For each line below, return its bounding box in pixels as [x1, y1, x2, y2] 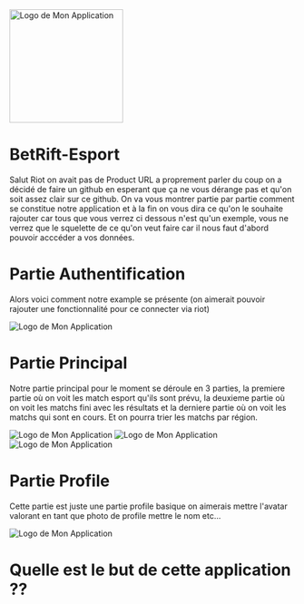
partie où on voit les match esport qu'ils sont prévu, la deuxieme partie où [9, 392, 286, 403]
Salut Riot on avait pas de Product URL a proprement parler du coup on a [9, 174, 282, 185]
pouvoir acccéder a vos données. [9, 231, 135, 243]
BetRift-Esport [9, 144, 121, 165]
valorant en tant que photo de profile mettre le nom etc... [9, 510, 221, 521]
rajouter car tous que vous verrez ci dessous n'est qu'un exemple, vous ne [9, 212, 289, 223]
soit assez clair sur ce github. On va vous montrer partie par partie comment [9, 193, 295, 204]
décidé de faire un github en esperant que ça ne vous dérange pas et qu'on [9, 183, 292, 194]
